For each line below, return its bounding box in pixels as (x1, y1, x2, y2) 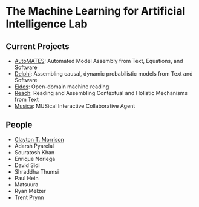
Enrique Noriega (14, 155, 56, 162)
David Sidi (14, 162, 40, 169)
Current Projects (5, 41, 70, 51)
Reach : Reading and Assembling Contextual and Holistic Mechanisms (14, 90, 188, 96)
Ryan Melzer (14, 187, 46, 194)
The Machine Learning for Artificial (5, 4, 186, 18)
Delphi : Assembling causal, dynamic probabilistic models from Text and (14, 70, 193, 77)
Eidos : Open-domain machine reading (14, 83, 109, 90)
